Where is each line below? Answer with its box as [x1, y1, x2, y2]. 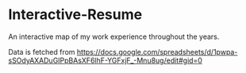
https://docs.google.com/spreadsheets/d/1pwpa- [76, 47, 238, 56]
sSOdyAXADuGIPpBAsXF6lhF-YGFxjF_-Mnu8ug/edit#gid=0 [8, 56, 202, 65]
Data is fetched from [8, 47, 75, 56]
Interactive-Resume [8, 6, 143, 24]
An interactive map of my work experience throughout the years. [8, 32, 220, 41]
